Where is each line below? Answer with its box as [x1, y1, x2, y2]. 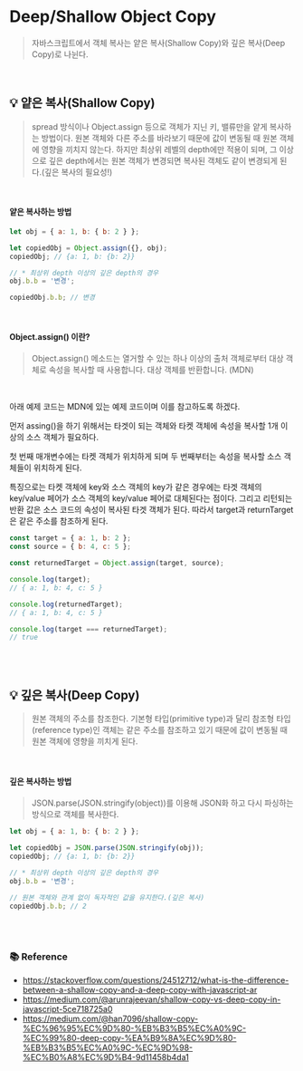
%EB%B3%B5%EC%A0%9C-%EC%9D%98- [22, 1042, 194, 1053]
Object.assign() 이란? [9, 331, 90, 342]
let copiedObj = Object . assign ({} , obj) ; [9, 243, 168, 253]
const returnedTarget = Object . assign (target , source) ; [9, 559, 224, 568]
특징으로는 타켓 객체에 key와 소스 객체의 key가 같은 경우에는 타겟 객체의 [9, 482, 262, 493]
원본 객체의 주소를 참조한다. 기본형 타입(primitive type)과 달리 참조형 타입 [31, 713, 291, 724]
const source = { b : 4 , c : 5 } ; [9, 542, 131, 552]
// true [9, 632, 39, 642]
